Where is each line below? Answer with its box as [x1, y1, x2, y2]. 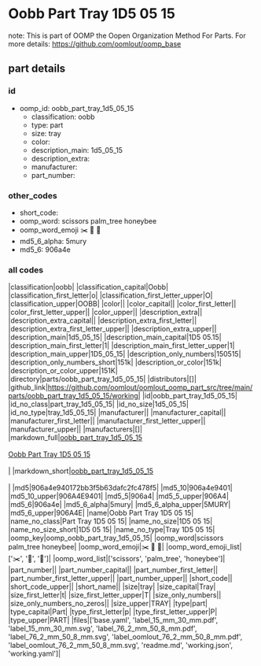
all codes [8, 265, 44, 276]
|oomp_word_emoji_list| [165, 542, 242, 552]
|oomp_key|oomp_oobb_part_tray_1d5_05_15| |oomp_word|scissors [8, 533, 224, 543]
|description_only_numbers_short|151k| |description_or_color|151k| [8, 357, 222, 367]
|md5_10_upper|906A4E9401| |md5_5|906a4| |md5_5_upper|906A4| [8, 491, 230, 501]
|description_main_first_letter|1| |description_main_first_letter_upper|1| [8, 341, 235, 350]
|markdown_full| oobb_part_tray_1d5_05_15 [8, 433, 143, 442]
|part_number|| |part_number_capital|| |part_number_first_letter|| [8, 565, 219, 575]
